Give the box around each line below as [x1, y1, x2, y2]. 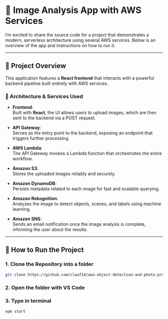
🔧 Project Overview [5, 62, 66, 70]
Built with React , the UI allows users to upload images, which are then [12, 110, 156, 116]
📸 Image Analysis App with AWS [5, 5, 141, 16]
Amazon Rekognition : [12, 196, 58, 202]
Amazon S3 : [12, 166, 38, 172]
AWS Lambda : [12, 145, 42, 151]
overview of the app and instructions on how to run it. [5, 42, 116, 48]
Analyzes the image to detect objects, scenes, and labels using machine [12, 201, 161, 207]
